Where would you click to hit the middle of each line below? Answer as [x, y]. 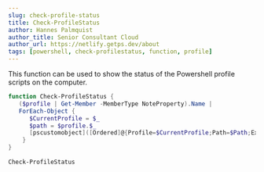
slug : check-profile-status [54, 15]
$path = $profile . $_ [62, 126]
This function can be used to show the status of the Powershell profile [122, 74]
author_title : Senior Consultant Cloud [73, 37]
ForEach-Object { [47, 111]
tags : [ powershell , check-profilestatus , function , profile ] [110, 52]
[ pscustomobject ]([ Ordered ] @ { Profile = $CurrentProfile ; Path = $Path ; [140, 133]
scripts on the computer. [48, 82]
